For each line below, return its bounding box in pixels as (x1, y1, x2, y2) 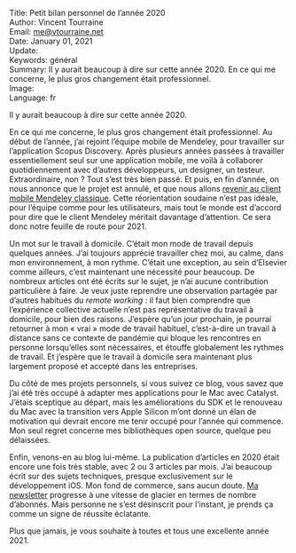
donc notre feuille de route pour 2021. (9, 221, 148, 232)
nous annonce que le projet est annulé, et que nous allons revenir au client (9, 184, 282, 194)
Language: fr (9, 92, 56, 103)
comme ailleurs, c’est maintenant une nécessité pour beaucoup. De (9, 266, 255, 277)
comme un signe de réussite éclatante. (9, 509, 151, 518)
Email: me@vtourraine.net (9, 27, 104, 36)
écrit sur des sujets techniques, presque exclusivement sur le (9, 470, 233, 481)
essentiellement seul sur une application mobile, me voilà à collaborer (9, 155, 264, 165)
